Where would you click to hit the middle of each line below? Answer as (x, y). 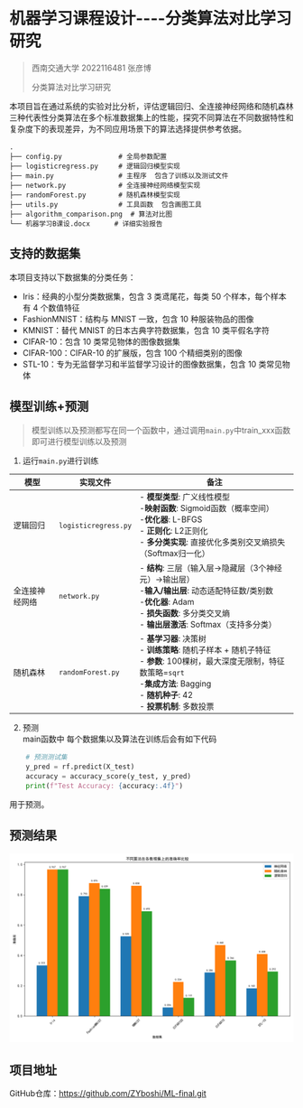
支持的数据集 (45, 254)
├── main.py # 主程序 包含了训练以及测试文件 (119, 176)
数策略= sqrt (162, 672)
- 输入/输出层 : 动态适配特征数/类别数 (206, 590)
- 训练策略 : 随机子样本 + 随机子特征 (205, 649)
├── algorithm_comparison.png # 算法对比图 (91, 214)
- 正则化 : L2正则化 (174, 531)
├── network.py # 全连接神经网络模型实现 (105, 185)
